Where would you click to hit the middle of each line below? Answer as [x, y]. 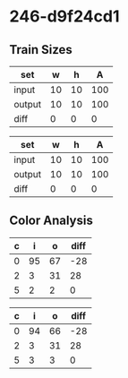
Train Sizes [41, 50]
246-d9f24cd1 [64, 17]
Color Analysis [51, 221]
